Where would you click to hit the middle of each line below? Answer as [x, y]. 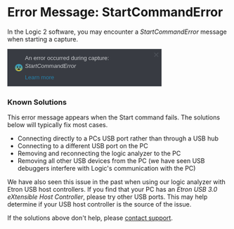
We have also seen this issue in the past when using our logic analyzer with [117, 182]
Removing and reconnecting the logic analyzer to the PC [99, 153]
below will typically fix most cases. [58, 125]
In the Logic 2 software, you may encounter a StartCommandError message [117, 32]
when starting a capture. [43, 39]
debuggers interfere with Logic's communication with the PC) [106, 169]
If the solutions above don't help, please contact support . [90, 218]
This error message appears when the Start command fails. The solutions [113, 117]
